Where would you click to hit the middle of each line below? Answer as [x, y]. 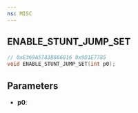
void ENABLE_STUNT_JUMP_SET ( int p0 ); [61, 64]
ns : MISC [20, 14]
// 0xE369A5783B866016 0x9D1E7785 [57, 58]
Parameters [33, 86]
